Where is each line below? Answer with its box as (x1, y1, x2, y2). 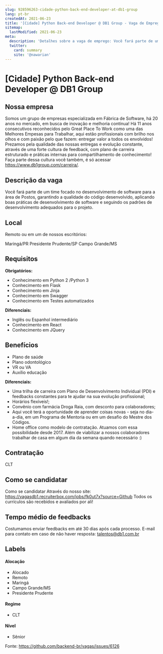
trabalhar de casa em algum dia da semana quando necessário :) (12, 435, 142, 440)
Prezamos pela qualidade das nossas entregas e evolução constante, (5, 141, 144, 147)
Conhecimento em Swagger (12, 292, 68, 299)
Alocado (12, 569, 29, 575)
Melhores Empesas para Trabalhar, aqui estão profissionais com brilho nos (5, 131, 154, 137)
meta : (5, 34, 16, 39)
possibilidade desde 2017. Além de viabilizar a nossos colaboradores (12, 429, 149, 435)
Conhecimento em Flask (12, 282, 61, 288)
